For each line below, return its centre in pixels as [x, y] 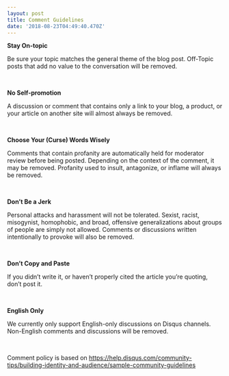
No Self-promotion [34, 93]
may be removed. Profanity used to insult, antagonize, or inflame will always [114, 168]
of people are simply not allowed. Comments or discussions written [102, 230]
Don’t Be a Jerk [29, 202]
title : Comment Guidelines [45, 20]
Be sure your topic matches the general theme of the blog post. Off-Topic [110, 59]
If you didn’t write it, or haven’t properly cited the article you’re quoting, [108, 277]
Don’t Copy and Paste [39, 263]
